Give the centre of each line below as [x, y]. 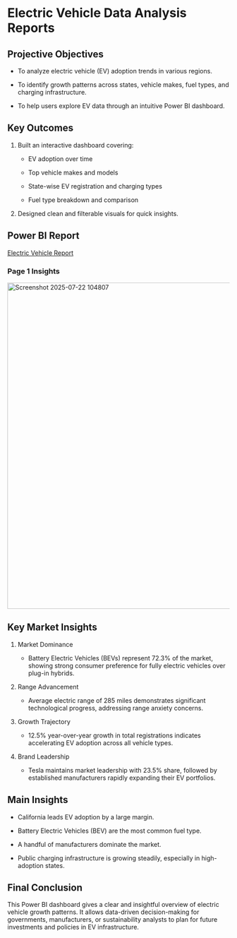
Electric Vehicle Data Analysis [97, 13]
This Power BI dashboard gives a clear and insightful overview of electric [114, 905]
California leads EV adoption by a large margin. [86, 817]
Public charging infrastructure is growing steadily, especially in [109, 858]
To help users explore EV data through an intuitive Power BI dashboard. [121, 106]
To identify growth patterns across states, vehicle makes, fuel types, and [123, 85]
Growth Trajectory [44, 721]
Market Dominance [45, 644]
